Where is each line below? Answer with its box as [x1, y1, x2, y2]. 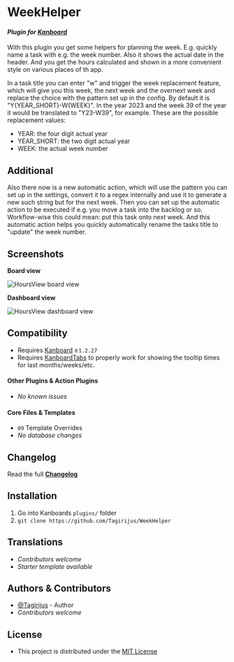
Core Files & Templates [7, 408, 75, 416]
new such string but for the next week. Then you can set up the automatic [7, 198, 220, 207]
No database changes [17, 431, 82, 440]
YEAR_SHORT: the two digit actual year [17, 137, 131, 145]
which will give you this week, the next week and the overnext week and [7, 87, 215, 95]
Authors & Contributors [7, 582, 112, 594]
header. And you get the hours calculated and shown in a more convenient [7, 58, 222, 66]
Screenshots [7, 248, 64, 260]
